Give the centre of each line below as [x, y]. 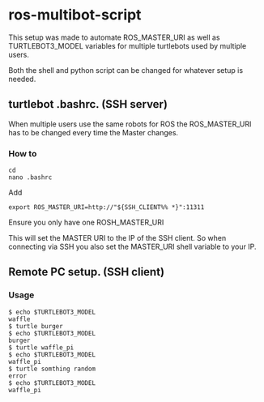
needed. [22, 79]
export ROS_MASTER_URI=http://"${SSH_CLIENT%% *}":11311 [106, 207]
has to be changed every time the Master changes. [94, 132]
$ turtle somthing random [52, 369]
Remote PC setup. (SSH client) [86, 272]
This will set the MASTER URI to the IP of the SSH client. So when [117, 238]
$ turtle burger [36, 326]
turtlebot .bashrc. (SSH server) [88, 104]
